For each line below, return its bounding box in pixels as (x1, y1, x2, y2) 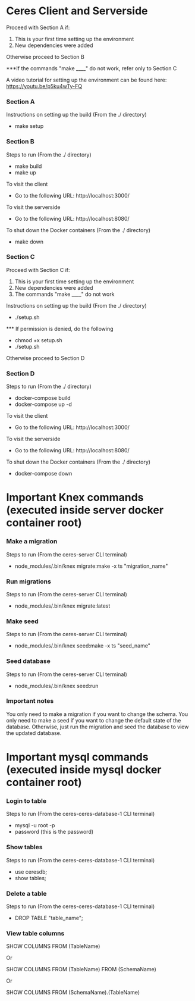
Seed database (6, 657, 51, 665)
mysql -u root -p (14, 822, 55, 829)
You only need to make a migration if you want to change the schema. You (6, 710, 188, 718)
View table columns (6, 929, 65, 937)
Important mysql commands (6, 750, 149, 764)
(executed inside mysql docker (6, 763, 162, 776)
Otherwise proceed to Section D (6, 354, 85, 361)
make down (14, 238, 43, 245)
